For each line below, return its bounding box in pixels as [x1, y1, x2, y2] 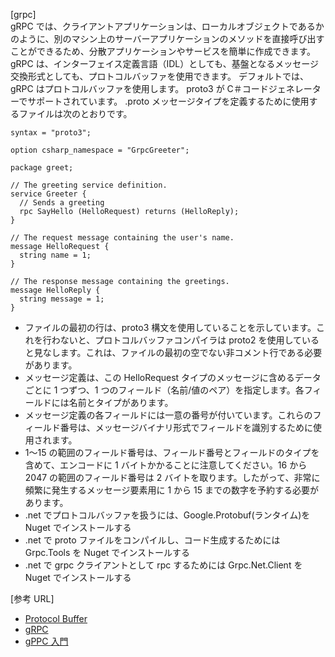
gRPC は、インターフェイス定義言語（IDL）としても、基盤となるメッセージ [10, 58, 319, 69]
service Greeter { [10, 189, 87, 199]
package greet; [10, 163, 74, 173]
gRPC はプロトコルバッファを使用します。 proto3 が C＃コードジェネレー [10, 83, 313, 94]
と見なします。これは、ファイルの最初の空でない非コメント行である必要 [24, 347, 323, 358]
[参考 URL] [10, 593, 55, 604]
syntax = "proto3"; [10, 128, 92, 138]
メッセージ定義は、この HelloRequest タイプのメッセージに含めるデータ [24, 372, 322, 383]
